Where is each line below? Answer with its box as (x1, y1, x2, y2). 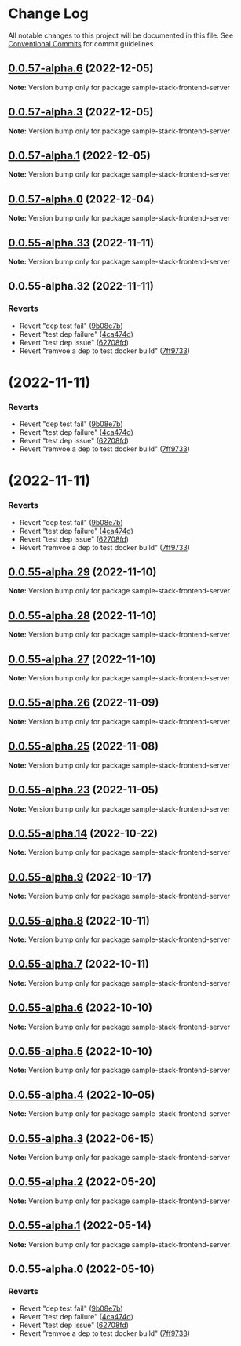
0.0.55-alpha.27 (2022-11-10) (8, 652, 156, 666)
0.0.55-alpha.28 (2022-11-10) (8, 609, 157, 622)
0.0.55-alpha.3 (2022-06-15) (8, 1132, 155, 1145)
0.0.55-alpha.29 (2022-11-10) (8, 566, 157, 579)
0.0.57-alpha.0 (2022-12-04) (8, 192, 155, 206)
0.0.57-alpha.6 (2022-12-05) (8, 62, 154, 75)
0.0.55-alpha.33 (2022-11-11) (8, 236, 155, 250)
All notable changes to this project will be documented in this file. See (8, 31, 234, 40)
